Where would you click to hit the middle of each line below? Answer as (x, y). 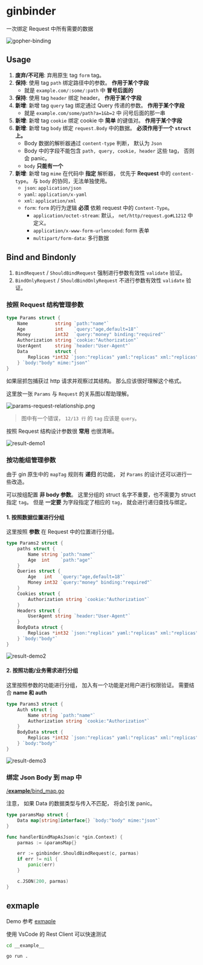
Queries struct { (39, 571)
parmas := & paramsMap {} (47, 843)
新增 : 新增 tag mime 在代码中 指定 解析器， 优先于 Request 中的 (93, 173)
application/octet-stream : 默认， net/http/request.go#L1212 (110, 215)
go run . (17, 957)
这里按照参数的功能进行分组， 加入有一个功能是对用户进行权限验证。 (92, 685)
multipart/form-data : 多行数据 (71, 238)
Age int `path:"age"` (61, 560)
